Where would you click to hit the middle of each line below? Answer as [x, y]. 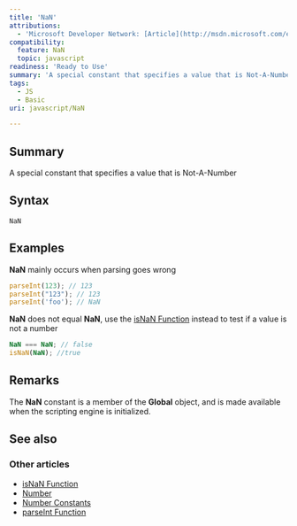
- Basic [31, 100]
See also [33, 439]
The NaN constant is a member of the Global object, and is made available [145, 402]
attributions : [35, 26]
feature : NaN [41, 50]
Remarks [34, 380]
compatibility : [37, 42]
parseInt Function [54, 512]
